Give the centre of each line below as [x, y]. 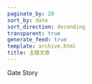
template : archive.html [42, 46]
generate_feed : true [37, 40]
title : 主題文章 [29, 53]
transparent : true [34, 33]
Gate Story [23, 72]
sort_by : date [28, 20]
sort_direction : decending [46, 27]
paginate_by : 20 [31, 14]
